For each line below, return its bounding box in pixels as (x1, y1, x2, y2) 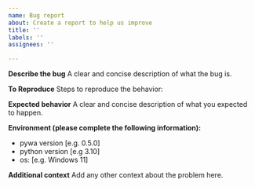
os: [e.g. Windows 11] (19, 155, 89, 165)
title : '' (8, 26, 41, 34)
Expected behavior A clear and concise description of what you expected (8, 100, 248, 109)
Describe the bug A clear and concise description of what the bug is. (8, 69, 232, 79)
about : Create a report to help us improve (8, 19, 153, 27)
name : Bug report (8, 11, 65, 20)
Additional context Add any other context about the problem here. (8, 170, 224, 180)
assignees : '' (8, 41, 55, 49)
